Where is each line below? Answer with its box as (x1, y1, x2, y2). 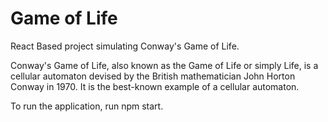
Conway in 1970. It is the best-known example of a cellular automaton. (10, 80, 300, 92)
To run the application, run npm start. (10, 100, 164, 112)
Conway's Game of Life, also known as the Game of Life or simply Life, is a (10, 59, 319, 71)
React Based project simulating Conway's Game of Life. (10, 40, 240, 52)
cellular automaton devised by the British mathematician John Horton (10, 70, 296, 82)
